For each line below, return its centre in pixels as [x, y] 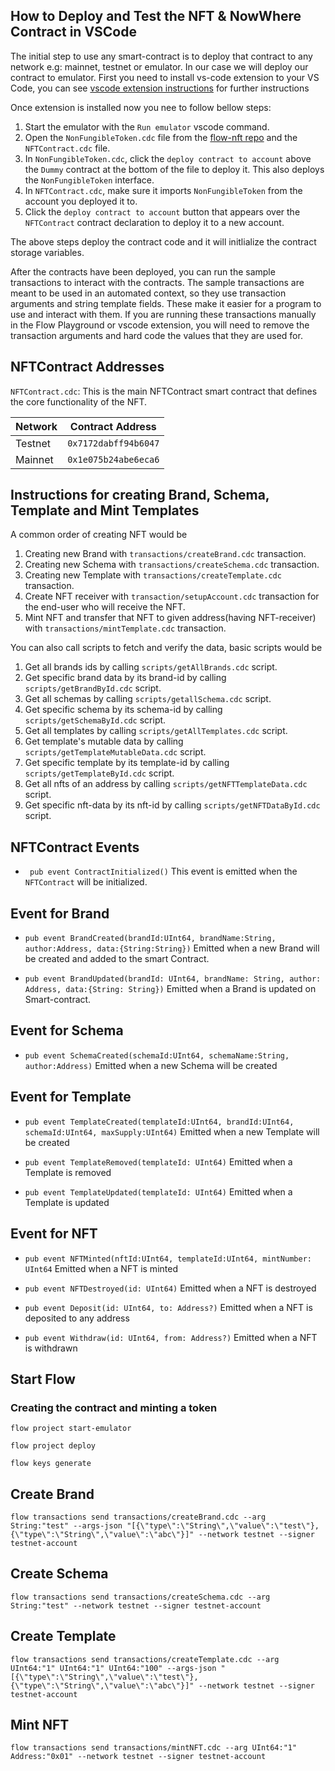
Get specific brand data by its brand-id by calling [125, 678]
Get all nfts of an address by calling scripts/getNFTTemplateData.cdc [166, 784]
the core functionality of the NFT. [79, 401]
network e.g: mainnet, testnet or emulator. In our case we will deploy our [159, 66]
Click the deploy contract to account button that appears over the [162, 211]
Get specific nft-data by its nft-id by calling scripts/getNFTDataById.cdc [172, 805]
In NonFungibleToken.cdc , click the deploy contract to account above [168, 158]
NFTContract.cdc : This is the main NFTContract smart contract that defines [164, 391]
